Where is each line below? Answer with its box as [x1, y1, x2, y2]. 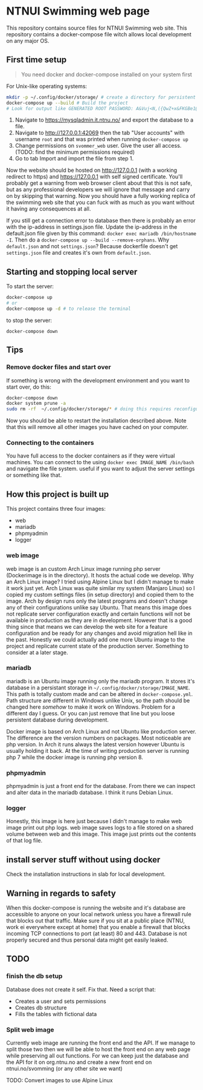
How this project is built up [6, 489, 109, 499]
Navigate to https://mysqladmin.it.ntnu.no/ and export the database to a [14, 116, 194, 123]
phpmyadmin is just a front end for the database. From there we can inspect [6, 783, 195, 790]
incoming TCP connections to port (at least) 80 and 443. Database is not [6, 930, 187, 937]
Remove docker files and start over [6, 363, 111, 372]
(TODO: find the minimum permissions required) [14, 148, 135, 156]
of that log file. [6, 837, 43, 844]
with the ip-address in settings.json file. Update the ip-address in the [6, 223, 178, 231]
